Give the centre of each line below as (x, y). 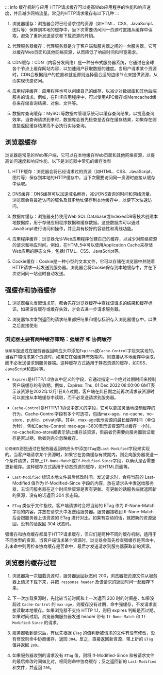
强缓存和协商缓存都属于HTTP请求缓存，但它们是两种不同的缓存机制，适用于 (81, 534)
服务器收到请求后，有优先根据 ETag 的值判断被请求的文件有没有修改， (81, 633)
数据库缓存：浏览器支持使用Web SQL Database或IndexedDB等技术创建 (83, 216)
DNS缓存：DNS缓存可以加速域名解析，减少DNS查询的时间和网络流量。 (83, 194)
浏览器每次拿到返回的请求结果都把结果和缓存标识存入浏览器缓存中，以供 (84, 319)
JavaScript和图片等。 (26, 369)
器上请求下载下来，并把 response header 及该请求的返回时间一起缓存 (81, 582)
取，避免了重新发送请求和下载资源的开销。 (55, 36)
